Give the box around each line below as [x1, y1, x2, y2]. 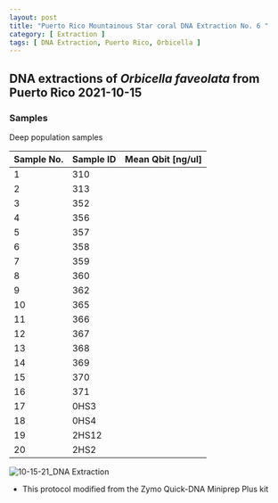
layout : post [9, 12, 58, 22]
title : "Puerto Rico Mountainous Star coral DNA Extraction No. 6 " [9, 21, 269, 30]
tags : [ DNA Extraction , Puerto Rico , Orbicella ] [9, 37, 201, 47]
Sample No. [13, 153, 64, 165]
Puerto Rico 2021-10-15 [9, 85, 143, 100]
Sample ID [71, 153, 117, 165]
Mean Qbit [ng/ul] [124, 153, 202, 165]
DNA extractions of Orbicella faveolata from [9, 70, 260, 86]
